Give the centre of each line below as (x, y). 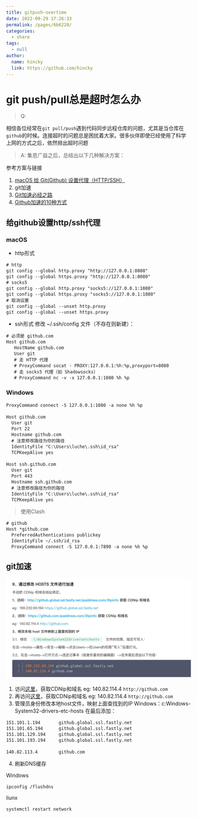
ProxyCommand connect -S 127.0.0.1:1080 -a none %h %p (74, 405)
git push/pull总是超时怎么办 (74, 99)
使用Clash (33, 512)
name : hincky (27, 62)
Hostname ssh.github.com (42, 482)
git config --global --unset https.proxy (57, 313)
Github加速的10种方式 (41, 202)
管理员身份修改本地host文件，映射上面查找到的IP (74, 703)
